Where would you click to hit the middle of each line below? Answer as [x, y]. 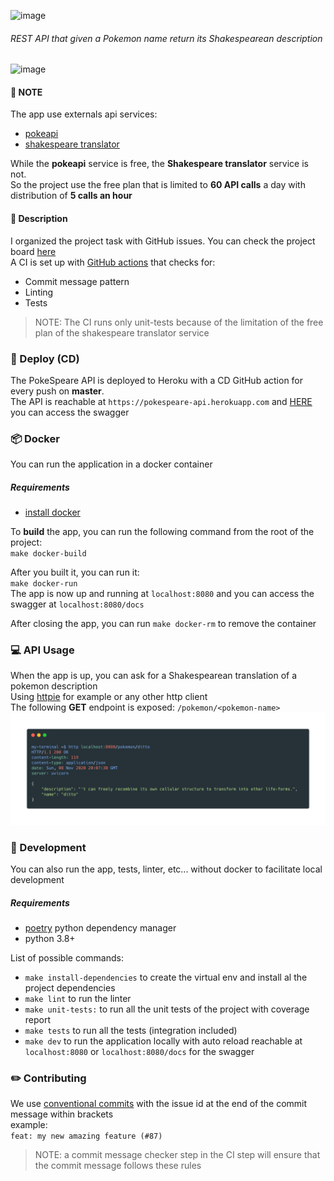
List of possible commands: [67, 957]
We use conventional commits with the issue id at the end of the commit [159, 1104]
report [38, 1019]
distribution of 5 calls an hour [71, 196]
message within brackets [62, 1114]
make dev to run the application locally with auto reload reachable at [163, 1041]
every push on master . [57, 391]
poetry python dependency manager [100, 927]
